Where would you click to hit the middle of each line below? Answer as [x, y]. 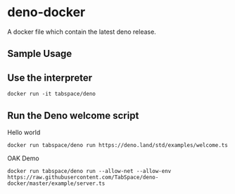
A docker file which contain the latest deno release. [82, 32]
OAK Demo [24, 158]
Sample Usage [40, 54]
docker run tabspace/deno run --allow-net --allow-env [89, 171]
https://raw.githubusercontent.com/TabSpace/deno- [83, 177]
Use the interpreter [50, 78]
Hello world [24, 132]
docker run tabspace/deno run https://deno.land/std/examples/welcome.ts [118, 145]
